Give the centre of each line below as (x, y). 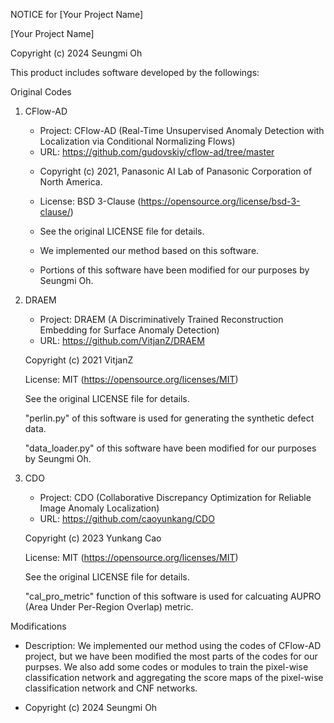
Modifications (38, 626)
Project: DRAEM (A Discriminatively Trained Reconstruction (161, 319)
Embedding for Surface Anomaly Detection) (129, 330)
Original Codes (41, 92)
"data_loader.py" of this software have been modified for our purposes (170, 448)
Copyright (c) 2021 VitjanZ (79, 360)
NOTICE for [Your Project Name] (77, 14)
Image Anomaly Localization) (99, 508)
